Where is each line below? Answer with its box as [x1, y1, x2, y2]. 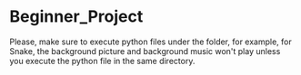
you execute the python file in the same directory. [9, 55, 196, 66]
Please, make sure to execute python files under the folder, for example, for [9, 36, 293, 47]
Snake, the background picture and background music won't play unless [9, 45, 281, 56]
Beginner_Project [9, 6, 144, 27]
